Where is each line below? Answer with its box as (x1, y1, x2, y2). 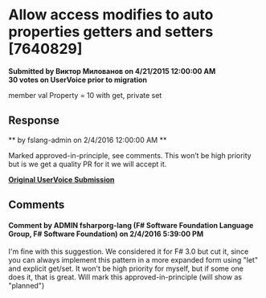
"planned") (8, 281, 45, 291)
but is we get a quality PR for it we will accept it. (8, 159, 167, 169)
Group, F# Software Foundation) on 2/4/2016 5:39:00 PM (8, 229, 203, 239)
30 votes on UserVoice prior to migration (8, 75, 147, 84)
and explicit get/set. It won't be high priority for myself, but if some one (8, 263, 243, 274)
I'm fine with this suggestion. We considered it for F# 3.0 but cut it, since (8, 247, 249, 256)
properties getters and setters (8, 22, 214, 41)
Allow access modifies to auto (8, 6, 214, 24)
